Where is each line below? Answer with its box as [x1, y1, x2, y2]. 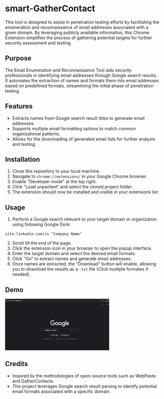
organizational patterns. [12, 131, 60, 137]
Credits [5, 360, 28, 368]
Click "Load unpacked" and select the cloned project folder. [12, 184, 133, 190]
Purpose [5, 54, 32, 63]
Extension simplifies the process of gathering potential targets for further [5, 35, 153, 41]
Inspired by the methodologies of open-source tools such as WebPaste [12, 373, 156, 378]
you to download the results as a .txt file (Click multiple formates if [12, 266, 148, 272]
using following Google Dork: [12, 221, 71, 228]
